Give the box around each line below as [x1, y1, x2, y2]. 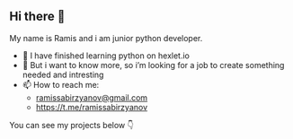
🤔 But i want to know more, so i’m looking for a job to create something [22, 59, 285, 70]
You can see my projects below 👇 [9, 119, 134, 130]
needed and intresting [22, 69, 104, 80]
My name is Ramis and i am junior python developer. [9, 32, 203, 43]
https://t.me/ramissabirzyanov [35, 101, 148, 112]
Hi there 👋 [9, 9, 66, 24]
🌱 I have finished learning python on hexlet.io [22, 50, 191, 61]
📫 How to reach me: [22, 79, 100, 90]
